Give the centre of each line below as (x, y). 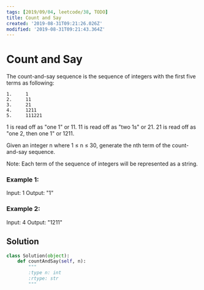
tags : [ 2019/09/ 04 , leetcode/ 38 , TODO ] (57, 12)
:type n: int (45, 273)
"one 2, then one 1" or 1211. (40, 134)
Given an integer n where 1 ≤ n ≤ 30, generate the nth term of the (89, 145)
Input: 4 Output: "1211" (35, 222)
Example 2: (23, 209)
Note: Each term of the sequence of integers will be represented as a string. (102, 164)
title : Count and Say (34, 18)
